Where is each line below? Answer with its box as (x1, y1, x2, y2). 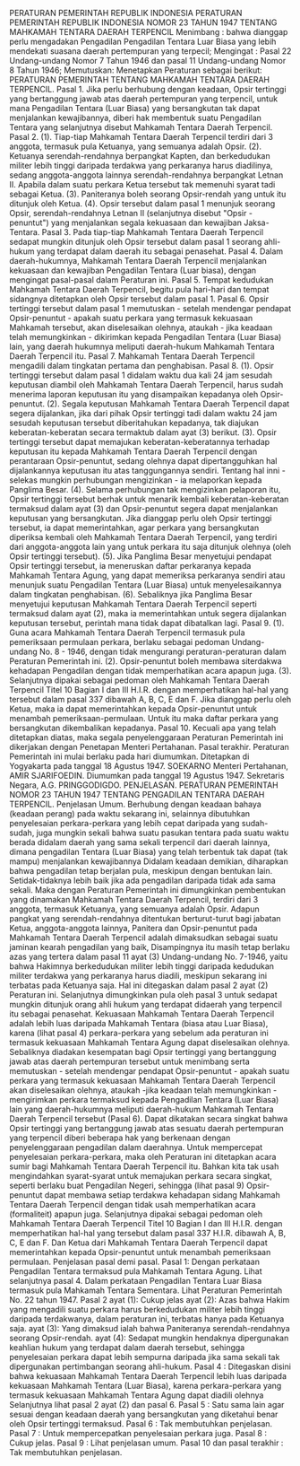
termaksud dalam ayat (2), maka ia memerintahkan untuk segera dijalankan (9, 608, 287, 618)
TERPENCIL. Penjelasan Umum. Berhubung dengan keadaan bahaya (9, 798, 261, 809)
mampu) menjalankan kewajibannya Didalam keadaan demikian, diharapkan (9, 856, 288, 867)
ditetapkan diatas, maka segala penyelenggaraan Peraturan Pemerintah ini (9, 732, 284, 743)
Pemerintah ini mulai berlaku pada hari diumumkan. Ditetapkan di (9, 751, 250, 762)
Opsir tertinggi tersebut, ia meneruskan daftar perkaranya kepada (9, 561, 252, 571)
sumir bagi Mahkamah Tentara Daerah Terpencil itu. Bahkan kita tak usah (9, 1161, 279, 1172)
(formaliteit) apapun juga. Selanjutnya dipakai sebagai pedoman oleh (9, 1209, 263, 1219)
